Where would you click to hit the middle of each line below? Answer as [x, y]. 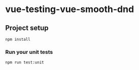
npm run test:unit [25, 62]
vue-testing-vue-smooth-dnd [70, 9]
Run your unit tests [29, 52]
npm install [18, 39]
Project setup [27, 28]
